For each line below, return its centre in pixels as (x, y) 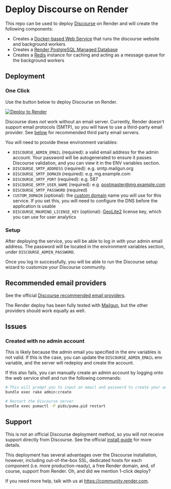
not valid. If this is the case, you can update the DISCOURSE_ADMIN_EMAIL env (84, 357)
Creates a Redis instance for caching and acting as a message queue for (89, 55)
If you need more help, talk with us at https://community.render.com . (77, 481)
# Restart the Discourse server (39, 402)
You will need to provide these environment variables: (62, 142)
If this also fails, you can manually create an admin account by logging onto (84, 373)
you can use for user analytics (44, 217)
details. (13, 445)
